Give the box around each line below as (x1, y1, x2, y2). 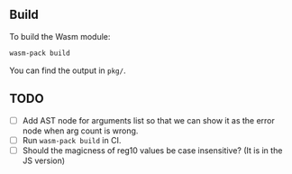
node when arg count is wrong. (22, 125, 139, 136)
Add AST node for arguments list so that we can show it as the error (22, 114, 275, 125)
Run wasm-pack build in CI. (22, 134, 122, 145)
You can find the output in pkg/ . (9, 65, 126, 76)
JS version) (22, 155, 66, 166)
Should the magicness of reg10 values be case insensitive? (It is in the (22, 144, 283, 156)
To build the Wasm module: (9, 31, 111, 41)
